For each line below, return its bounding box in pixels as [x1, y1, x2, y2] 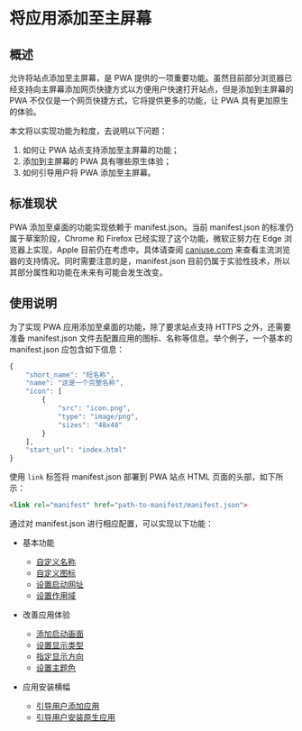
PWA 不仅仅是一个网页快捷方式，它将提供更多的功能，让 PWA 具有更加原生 [9, 96, 289, 105]
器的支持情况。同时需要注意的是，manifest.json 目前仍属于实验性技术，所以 [9, 255, 291, 266]
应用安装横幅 [22, 681, 70, 692]
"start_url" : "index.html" [25, 445, 127, 455]
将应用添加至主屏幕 [9, 8, 152, 29]
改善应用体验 [22, 609, 70, 620]
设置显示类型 [35, 640, 84, 650]
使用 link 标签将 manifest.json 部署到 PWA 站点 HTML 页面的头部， [9, 471, 260, 482]
